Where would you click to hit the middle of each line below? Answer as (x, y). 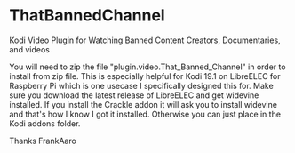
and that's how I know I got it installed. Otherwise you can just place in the (145, 114)
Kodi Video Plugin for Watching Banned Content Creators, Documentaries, (145, 40)
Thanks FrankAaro (43, 141)
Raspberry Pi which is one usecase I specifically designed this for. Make (141, 85)
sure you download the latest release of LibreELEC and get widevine (134, 95)
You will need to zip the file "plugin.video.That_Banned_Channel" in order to (147, 67)
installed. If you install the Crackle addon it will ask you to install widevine (144, 104)
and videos (30, 49)
